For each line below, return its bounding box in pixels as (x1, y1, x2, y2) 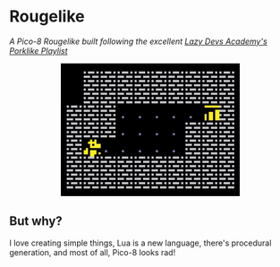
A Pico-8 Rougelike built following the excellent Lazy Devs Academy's (9, 36, 268, 47)
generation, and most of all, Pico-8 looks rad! (9, 246, 176, 257)
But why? (9, 213, 63, 229)
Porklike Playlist (9, 45, 69, 56)
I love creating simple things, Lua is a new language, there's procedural (9, 237, 272, 248)
